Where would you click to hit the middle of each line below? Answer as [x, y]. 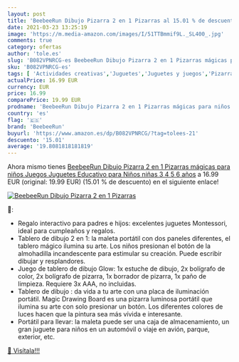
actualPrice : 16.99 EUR [43, 80]
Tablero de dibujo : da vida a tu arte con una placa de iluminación [113, 291]
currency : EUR [28, 87]
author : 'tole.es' [34, 54]
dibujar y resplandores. [52, 262]
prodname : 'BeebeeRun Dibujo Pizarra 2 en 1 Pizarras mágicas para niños [119, 107]
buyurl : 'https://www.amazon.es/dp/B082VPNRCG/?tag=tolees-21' [103, 133]
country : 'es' [28, 113]
